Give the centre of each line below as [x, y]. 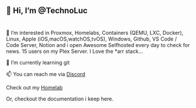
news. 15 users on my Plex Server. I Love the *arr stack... [75, 51]
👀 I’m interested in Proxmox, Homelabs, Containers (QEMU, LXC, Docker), [95, 33]
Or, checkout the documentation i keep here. [60, 99]
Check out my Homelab [35, 87]
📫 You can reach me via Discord [46, 74]
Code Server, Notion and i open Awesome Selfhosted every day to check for [98, 45]
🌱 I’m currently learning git [38, 62]
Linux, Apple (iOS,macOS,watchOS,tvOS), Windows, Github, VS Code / [92, 39]
